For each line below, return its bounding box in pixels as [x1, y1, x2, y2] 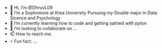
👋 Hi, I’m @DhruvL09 [9, 5, 53, 10]
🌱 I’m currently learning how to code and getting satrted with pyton [9, 20, 147, 26]
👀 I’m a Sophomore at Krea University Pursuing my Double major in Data [9, 10, 158, 16]
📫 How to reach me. [9, 31, 53, 37]
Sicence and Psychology [9, 15, 61, 21]
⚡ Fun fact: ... [9, 38, 37, 44]
